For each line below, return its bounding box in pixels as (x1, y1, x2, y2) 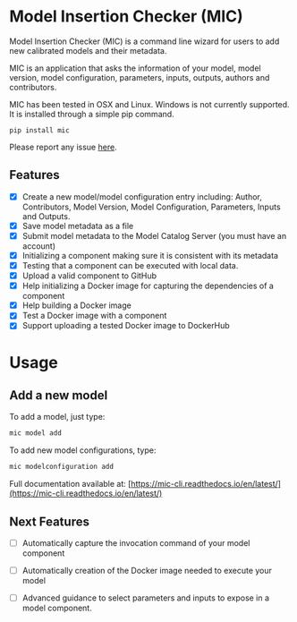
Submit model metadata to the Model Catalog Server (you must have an (21, 230, 287, 241)
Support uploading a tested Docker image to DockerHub (21, 320, 230, 331)
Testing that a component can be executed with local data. (21, 260, 239, 270)
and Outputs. (21, 210, 71, 221)
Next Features (9, 514, 89, 529)
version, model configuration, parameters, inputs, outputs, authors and (9, 72, 270, 82)
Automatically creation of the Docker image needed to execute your (21, 566, 273, 575)
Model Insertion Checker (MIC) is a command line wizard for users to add (9, 36, 280, 47)
